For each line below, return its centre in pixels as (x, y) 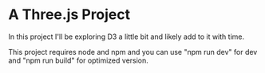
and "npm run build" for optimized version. (79, 60)
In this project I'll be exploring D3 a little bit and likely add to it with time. (127, 36)
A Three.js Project (69, 15)
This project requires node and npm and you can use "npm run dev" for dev (133, 52)
